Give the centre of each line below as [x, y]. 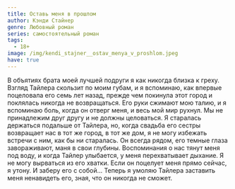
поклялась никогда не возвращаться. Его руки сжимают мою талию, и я [117, 103]
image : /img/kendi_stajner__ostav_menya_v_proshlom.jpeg [93, 54]
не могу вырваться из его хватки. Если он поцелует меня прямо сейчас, [117, 163]
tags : [15, 40]
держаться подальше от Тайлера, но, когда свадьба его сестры [104, 125]
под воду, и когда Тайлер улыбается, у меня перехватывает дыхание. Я [116, 155]
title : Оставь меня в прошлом [52, 14]
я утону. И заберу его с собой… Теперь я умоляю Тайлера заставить [112, 170]
